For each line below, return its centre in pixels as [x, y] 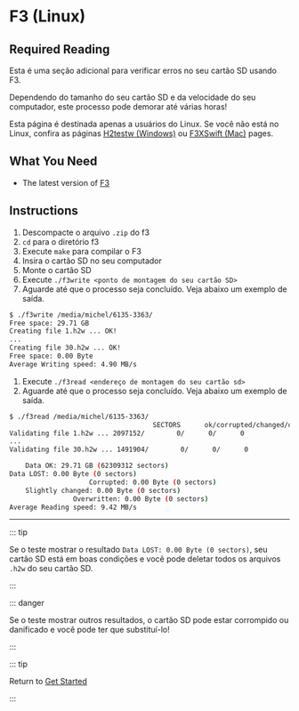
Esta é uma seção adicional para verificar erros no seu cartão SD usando [143, 70]
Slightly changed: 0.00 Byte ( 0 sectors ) [103, 490]
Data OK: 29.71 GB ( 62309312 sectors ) [97, 466]
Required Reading [60, 49]
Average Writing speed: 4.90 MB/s [73, 364]
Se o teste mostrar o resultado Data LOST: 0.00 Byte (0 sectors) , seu [139, 550]
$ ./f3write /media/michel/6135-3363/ [81, 315]
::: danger [27, 603]
